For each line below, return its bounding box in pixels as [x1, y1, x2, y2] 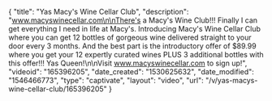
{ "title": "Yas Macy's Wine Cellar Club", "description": [8, 7, 189, 16]
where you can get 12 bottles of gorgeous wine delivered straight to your [8, 32, 252, 42]
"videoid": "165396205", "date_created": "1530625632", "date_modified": [8, 67, 254, 76]
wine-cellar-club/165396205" [8, 84, 107, 94]
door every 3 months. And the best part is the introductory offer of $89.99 [8, 41, 257, 51]
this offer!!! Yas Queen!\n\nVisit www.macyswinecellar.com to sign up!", [8, 58, 248, 68]
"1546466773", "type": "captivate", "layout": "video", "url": [8, 76, 205, 85]
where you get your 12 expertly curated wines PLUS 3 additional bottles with [8, 50, 264, 59]
